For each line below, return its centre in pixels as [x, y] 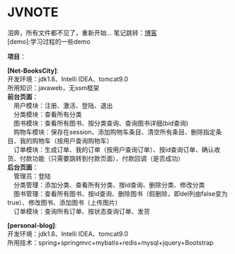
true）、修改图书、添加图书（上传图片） [64, 202]
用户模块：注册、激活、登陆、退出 [63, 105]
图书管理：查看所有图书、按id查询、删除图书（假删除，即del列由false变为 [121, 193]
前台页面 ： [23, 97]
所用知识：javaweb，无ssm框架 [53, 87]
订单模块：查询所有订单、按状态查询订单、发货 [82, 211]
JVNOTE [33, 12]
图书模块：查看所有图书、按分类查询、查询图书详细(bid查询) [101, 123]
